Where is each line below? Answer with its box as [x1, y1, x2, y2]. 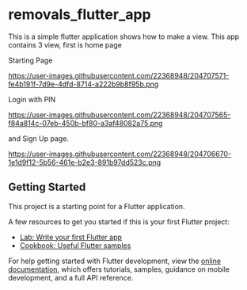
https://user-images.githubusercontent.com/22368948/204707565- [8, 109, 231, 120]
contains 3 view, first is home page [8, 40, 123, 49]
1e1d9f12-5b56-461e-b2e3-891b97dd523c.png [8, 157, 161, 167]
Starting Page [8, 55, 53, 65]
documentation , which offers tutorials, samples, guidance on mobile [8, 264, 230, 274]
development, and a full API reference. [8, 273, 134, 282]
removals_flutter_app [8, 6, 152, 24]
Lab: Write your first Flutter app [19, 232, 123, 242]
